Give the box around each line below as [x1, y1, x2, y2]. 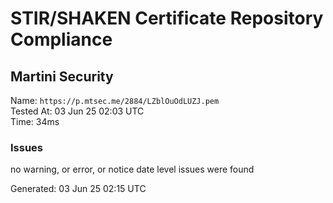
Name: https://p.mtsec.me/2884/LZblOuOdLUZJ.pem [10, 95, 220, 106]
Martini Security [10, 68, 114, 85]
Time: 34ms [10, 116, 60, 127]
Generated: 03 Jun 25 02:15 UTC [10, 183, 147, 195]
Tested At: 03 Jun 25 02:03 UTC [10, 105, 145, 117]
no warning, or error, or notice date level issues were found [10, 163, 255, 176]
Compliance [10, 28, 113, 51]
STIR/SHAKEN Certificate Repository [10, 7, 324, 30]
